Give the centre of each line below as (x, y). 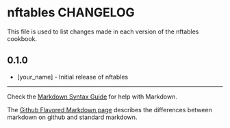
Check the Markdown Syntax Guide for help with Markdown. (92, 97)
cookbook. (22, 38)
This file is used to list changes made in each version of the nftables (103, 31)
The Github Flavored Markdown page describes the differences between (110, 110)
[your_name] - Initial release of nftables (73, 77)
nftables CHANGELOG (71, 13)
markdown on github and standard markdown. (72, 117)
